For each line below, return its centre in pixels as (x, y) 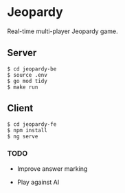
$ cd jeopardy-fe (32, 124)
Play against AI (38, 182)
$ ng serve (23, 136)
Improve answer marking (52, 168)
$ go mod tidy (27, 81)
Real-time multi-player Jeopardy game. (62, 31)
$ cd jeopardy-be (32, 69)
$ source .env (27, 75)
